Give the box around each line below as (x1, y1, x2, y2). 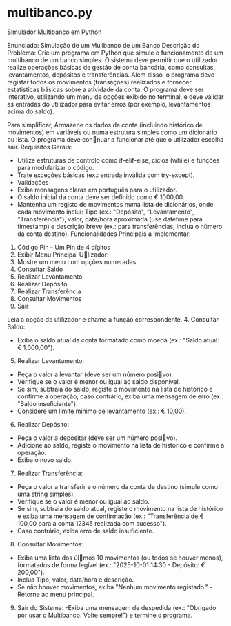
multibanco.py (7, 5, 93, 21)
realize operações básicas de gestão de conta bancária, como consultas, (7, 63, 216, 71)
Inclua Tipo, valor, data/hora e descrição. (17, 576, 134, 584)
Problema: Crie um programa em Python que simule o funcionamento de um (7, 48, 224, 57)
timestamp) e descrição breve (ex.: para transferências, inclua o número (17, 222, 223, 230)
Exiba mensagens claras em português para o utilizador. (17, 185, 177, 194)
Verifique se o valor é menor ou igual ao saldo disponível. (17, 377, 181, 385)
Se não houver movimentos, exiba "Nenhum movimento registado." (17, 582, 209, 591)
